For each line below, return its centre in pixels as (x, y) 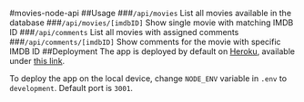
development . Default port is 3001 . (71, 88)
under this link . (37, 61)
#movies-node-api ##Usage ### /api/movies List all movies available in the (151, 13)
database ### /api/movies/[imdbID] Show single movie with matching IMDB (152, 23)
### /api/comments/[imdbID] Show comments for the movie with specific (145, 42)
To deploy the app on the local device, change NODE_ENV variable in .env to (148, 79)
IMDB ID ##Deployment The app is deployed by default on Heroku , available (152, 51)
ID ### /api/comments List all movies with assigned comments (124, 32)
